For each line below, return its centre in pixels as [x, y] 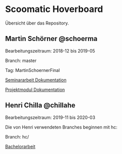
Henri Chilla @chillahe [40, 105]
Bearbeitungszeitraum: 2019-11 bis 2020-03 [50, 117]
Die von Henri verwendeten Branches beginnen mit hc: [61, 127]
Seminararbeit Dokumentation [36, 80]
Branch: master [21, 60]
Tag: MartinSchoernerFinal [33, 70]
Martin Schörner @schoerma [51, 39]
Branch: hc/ [17, 136]
